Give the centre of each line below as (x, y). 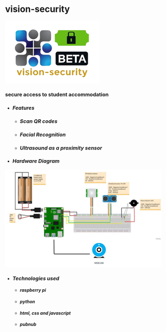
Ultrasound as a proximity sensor (61, 148)
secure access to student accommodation (57, 94)
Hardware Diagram (36, 161)
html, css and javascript (45, 313)
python (28, 301)
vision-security (38, 9)
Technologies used (36, 278)
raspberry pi (33, 290)
